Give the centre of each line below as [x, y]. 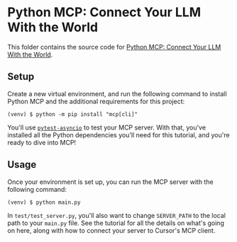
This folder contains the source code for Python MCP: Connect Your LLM [114, 47]
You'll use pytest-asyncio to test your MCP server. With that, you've [107, 127]
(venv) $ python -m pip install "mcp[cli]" [73, 114]
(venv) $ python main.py [44, 202]
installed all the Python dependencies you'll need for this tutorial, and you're [118, 134]
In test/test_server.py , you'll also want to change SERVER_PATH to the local [116, 215]
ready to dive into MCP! [42, 142]
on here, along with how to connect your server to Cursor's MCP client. [111, 230]
